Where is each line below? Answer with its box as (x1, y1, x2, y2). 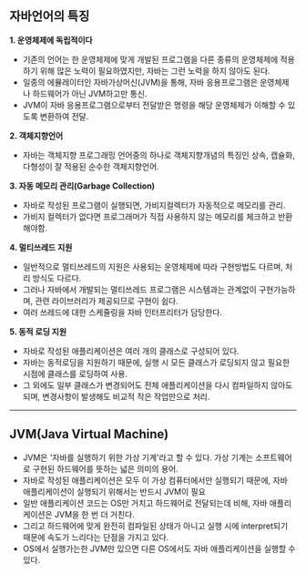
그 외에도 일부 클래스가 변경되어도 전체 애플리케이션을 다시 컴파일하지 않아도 (22, 379, 293, 390)
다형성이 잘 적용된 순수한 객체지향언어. (22, 160, 159, 171)
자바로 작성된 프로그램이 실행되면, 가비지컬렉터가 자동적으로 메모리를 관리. (22, 200, 286, 210)
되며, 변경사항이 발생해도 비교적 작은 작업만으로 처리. (22, 391, 210, 402)
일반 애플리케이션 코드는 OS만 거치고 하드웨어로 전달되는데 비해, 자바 (22, 497, 268, 508)
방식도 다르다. (32, 272, 82, 283)
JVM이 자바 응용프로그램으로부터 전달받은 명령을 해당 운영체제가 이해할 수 (22, 99, 286, 110)
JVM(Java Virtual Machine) (9, 426, 169, 442)
